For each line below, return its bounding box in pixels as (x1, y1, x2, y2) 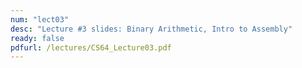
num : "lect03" (10, 14, 70, 25)
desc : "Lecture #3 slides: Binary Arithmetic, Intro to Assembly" (10, 24, 293, 34)
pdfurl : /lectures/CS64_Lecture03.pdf (10, 42, 172, 53)
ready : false (10, 33, 65, 43)
